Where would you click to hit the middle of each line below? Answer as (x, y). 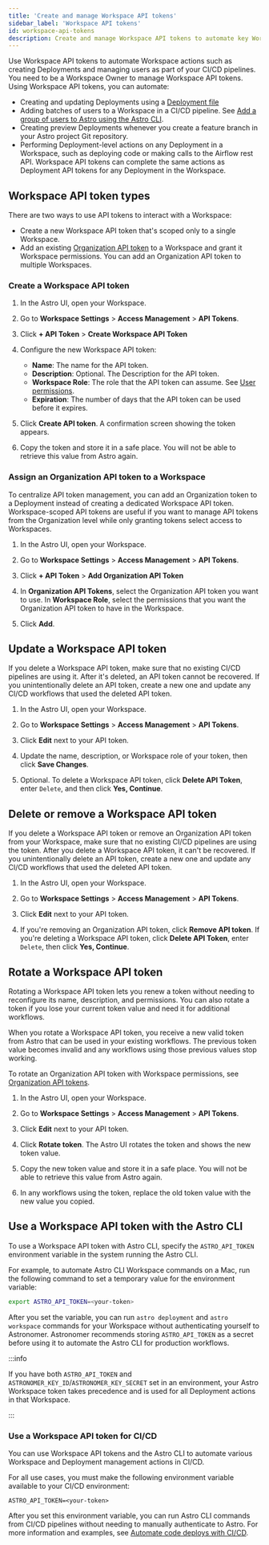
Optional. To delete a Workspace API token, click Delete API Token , (131, 780)
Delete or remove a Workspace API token (113, 813)
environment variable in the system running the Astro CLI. (103, 1254)
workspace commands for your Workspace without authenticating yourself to (134, 1326)
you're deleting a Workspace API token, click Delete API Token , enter (134, 938)
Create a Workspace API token (69, 285)
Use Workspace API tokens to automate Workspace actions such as (120, 61)
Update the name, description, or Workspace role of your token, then (134, 756)
